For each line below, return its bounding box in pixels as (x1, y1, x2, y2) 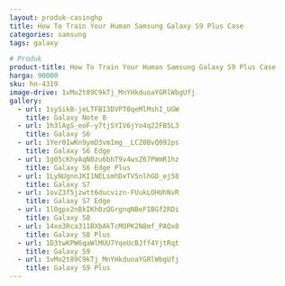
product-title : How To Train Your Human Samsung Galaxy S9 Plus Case (9, 63, 277, 72)
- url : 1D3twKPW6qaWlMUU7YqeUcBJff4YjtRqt (17, 238, 179, 247)
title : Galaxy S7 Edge (25, 197, 111, 206)
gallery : (9, 96, 42, 105)
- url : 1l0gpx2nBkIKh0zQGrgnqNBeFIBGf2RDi (17, 205, 179, 214)
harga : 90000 (9, 71, 59, 81)
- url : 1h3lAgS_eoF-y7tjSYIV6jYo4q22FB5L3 (17, 121, 179, 130)
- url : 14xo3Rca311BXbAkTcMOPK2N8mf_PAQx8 (17, 221, 179, 230)
